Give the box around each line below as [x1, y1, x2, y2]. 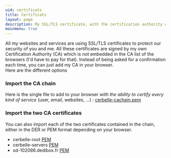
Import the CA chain [5, 80, 56, 87]
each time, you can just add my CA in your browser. [5, 62, 113, 68]
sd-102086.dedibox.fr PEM [12, 147, 70, 153]
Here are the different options [5, 67, 68, 74]
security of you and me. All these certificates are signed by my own [5, 46, 147, 52]
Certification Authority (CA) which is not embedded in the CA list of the [5, 51, 154, 57]
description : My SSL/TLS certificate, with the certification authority [5, 21, 163, 27]
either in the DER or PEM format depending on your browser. [5, 127, 132, 133]
